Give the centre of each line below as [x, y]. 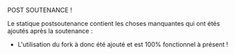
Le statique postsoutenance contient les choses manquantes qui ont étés [114, 23]
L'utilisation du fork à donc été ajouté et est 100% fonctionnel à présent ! [123, 44]
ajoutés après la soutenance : [50, 31]
